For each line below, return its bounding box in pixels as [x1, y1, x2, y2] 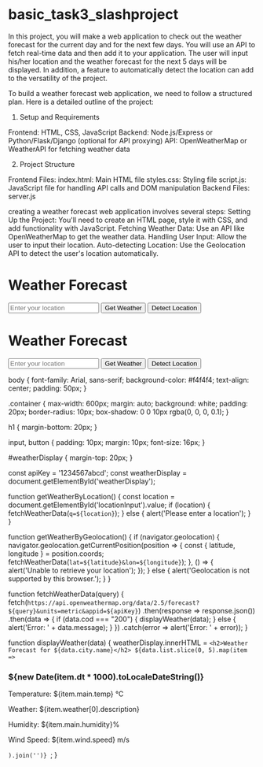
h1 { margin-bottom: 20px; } [8, 422, 98, 432]
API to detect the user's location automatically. [8, 248, 159, 258]
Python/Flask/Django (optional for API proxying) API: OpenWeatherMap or [8, 135, 247, 145]
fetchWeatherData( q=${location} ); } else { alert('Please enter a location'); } [8, 508, 251, 517]
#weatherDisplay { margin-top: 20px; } [8, 453, 133, 462]
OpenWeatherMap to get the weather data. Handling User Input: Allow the [8, 232, 247, 241]
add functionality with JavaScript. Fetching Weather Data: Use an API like [8, 223, 245, 233]
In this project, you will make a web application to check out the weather [8, 31, 242, 41]
